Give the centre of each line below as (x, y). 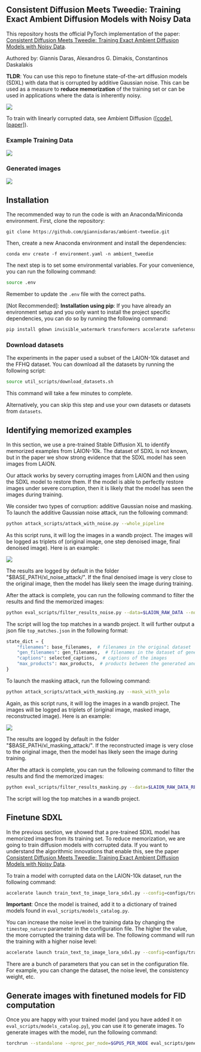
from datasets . (25, 412)
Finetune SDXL (34, 817)
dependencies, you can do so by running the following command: (87, 318)
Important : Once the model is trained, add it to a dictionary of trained (92, 904)
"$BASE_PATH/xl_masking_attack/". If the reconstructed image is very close (100, 745)
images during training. (35, 494)
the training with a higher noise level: (51, 941)
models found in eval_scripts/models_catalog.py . (68, 911)
